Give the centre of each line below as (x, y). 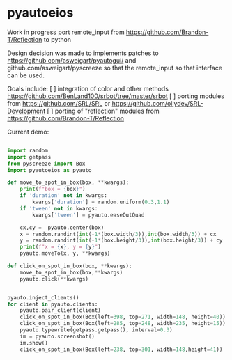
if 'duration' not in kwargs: (64, 196)
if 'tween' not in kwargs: (59, 208)
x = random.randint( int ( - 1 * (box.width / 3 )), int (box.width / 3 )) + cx (118, 234)
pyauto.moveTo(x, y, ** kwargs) (65, 253)
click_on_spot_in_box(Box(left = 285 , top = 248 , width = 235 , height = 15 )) (123, 324)
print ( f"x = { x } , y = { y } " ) (60, 247)
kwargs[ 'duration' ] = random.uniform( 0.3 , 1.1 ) (101, 202)
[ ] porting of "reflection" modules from (103, 111)
